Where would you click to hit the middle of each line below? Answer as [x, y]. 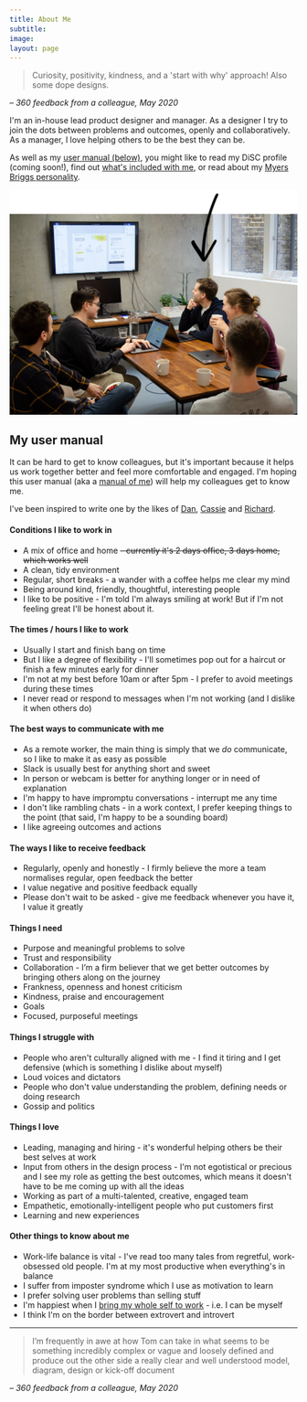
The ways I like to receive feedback [78, 848]
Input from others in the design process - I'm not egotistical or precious [157, 1166]
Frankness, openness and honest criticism [102, 987]
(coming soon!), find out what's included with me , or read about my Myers [149, 167]
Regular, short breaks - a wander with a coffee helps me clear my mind [156, 579]
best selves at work [59, 1157]
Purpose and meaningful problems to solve [104, 948]
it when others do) [57, 707]
